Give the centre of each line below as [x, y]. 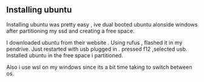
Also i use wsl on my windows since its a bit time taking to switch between [99, 67]
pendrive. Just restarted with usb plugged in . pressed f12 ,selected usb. [97, 49]
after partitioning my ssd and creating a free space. [70, 31]
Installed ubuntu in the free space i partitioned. [65, 55]
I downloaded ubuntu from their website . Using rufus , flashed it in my [94, 42]
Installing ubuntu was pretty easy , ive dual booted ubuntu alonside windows [102, 24]
